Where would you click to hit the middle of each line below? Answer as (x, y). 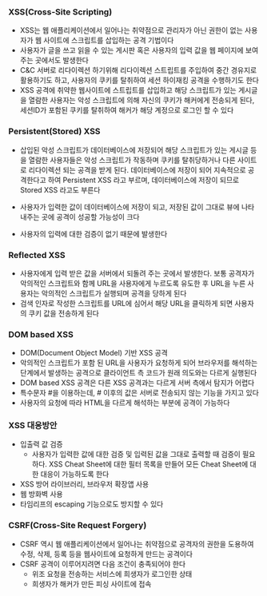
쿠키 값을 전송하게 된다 (64, 313)
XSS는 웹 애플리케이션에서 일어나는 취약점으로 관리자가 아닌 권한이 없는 (132, 30)
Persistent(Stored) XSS (55, 132)
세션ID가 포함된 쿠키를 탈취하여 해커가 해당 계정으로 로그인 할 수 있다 (127, 110)
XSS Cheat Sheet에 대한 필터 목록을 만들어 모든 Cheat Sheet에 (149, 464)
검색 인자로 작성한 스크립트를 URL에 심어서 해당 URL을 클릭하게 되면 (126, 303)
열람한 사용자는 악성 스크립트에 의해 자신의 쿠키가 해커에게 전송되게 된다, (141, 100)
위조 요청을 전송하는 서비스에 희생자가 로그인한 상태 (112, 574)
